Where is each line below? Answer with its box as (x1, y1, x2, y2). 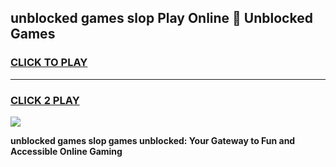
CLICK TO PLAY (10, 56, 88, 70)
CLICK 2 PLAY (10, 93, 80, 107)
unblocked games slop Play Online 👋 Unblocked (10, 10, 313, 27)
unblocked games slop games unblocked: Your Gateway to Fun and (10, 134, 296, 146)
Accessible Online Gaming (10, 145, 123, 157)
